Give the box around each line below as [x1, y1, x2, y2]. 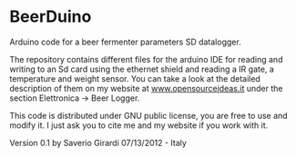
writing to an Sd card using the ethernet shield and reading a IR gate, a [9, 64, 275, 74]
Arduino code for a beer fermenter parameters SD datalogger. [9, 36, 241, 47]
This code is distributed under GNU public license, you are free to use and [9, 110, 289, 121]
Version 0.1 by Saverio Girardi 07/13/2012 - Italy [9, 137, 187, 148]
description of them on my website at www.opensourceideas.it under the [9, 83, 283, 93]
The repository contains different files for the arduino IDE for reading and [9, 54, 283, 64]
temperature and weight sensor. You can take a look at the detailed [9, 73, 261, 83]
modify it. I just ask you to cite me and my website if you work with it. [9, 120, 269, 131]
